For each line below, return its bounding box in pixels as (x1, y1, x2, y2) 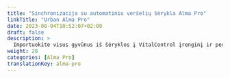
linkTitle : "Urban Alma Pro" (7, 16, 90, 23)
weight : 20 (7, 48, 38, 55)
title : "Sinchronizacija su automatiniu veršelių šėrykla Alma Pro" (7, 9, 207, 17)
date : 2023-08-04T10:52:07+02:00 (7, 22, 103, 29)
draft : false (7, 28, 44, 36)
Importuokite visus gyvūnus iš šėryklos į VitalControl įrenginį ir (13, 41, 213, 48)
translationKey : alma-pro (7, 60, 81, 67)
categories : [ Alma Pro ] (7, 54, 75, 61)
